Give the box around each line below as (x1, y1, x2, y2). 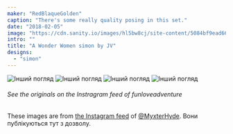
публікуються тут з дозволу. (7, 119, 92, 127)
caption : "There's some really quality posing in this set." (7, 17, 188, 24)
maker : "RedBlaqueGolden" (7, 10, 82, 17)
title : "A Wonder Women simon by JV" (7, 42, 116, 49)
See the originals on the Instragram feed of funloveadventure (7, 90, 182, 99)
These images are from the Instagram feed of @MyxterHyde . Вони (7, 112, 198, 120)
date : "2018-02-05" (7, 23, 64, 30)
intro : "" (7, 36, 36, 43)
